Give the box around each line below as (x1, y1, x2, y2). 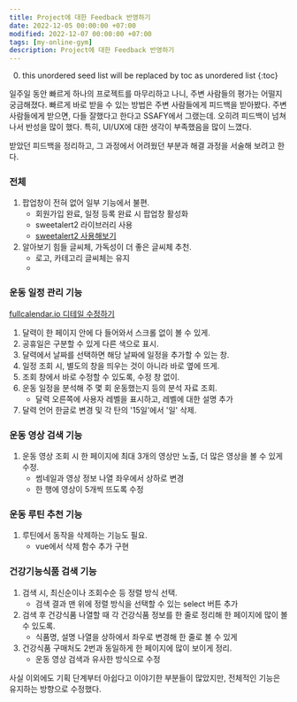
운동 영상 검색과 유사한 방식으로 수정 (34, 653, 161, 664)
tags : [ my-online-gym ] (9, 37, 93, 47)
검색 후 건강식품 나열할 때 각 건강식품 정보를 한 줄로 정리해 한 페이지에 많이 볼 (21, 609, 288, 620)
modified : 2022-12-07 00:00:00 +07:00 (9, 29, 152, 38)
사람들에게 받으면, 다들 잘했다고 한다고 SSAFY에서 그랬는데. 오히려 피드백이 (9, 111, 270, 121)
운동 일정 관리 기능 (9, 287, 83, 299)
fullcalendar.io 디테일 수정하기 (9, 308, 115, 319)
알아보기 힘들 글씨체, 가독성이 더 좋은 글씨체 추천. (21, 242, 192, 252)
